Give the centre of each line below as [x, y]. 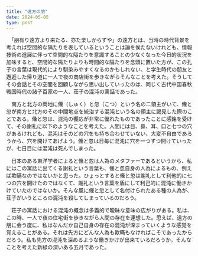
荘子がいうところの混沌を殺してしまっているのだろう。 [73, 198]
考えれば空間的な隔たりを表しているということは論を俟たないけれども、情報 [99, 47]
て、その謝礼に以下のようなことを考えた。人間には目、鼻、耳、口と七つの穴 [99, 126]
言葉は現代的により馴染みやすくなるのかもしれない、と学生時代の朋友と [104, 70]
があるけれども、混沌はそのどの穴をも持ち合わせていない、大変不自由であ [97, 134]
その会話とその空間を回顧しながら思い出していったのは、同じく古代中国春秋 [99, 84]
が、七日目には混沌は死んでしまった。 [53, 149]
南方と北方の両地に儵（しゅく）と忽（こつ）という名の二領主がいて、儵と [101, 104]
